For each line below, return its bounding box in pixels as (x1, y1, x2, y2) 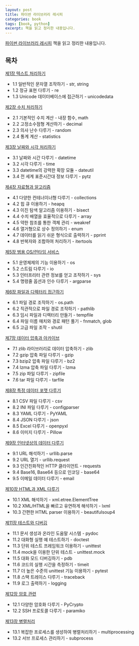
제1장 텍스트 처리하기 (5, 70, 46, 76)
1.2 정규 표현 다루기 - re (12, 87, 59, 93)
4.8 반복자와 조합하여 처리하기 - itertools (12, 238, 92, 244)
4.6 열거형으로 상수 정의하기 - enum (12, 226, 83, 232)
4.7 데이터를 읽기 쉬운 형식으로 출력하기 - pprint (12, 232, 106, 238)
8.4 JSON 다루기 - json (12, 416, 59, 422)
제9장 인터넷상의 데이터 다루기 (5, 440, 64, 446)
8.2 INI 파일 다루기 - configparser (12, 404, 80, 410)
